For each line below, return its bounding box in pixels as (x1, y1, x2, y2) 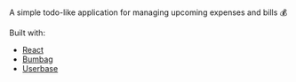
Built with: (9, 27, 46, 38)
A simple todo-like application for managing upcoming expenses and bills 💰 (9, 7, 288, 18)
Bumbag (21, 54, 53, 64)
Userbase (21, 63, 59, 73)
